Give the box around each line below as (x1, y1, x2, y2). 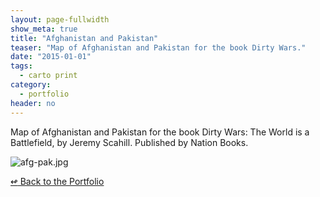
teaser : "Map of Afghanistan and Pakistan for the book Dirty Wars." (10, 42, 307, 53)
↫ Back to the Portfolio (10, 175, 105, 187)
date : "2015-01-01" (10, 52, 92, 62)
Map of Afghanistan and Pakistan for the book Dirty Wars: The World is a (10, 126, 310, 138)
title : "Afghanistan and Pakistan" (10, 33, 159, 43)
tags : (10, 61, 33, 71)
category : (10, 80, 52, 90)
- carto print (19, 71, 78, 81)
